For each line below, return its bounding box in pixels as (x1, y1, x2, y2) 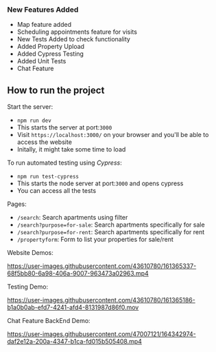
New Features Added (7, 5, 79, 14)
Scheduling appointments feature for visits (16, 28, 137, 36)
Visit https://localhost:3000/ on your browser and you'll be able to (16, 131, 209, 139)
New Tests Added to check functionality (16, 35, 130, 43)
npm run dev (16, 117, 51, 125)
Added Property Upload (16, 43, 84, 51)
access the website (16, 138, 72, 146)
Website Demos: (7, 249, 53, 257)
